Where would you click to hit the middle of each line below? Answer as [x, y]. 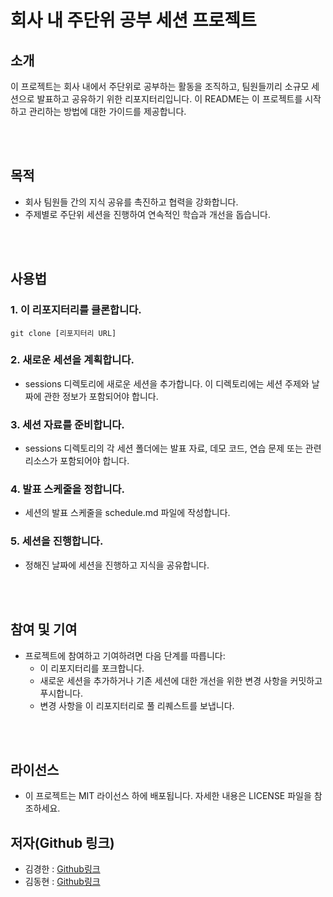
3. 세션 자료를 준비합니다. [67, 424]
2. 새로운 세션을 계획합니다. [72, 360]
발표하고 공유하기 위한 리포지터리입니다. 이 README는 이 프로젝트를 [169, 99]
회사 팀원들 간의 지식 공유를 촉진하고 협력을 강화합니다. [131, 202]
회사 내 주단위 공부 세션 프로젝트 [133, 20]
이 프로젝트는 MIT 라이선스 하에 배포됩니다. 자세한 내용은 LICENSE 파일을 [168, 796]
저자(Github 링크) [62, 842]
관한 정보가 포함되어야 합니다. [101, 396]
